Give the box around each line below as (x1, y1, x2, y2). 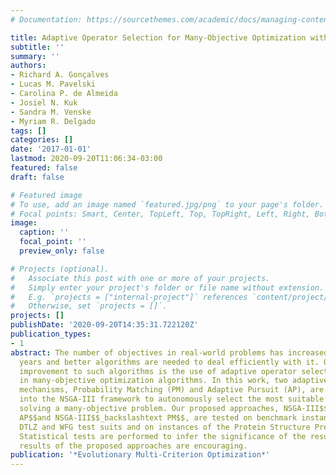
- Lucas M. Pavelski (10, 79, 97, 90)
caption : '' (19, 227, 70, 238)
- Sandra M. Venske (10, 107, 92, 117)
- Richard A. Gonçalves (10, 70, 110, 80)
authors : (10, 61, 47, 71)
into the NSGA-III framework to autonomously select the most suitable (19, 394, 325, 405)
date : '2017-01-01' (10, 144, 92, 155)
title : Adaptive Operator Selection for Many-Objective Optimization (10, 32, 307, 43)
